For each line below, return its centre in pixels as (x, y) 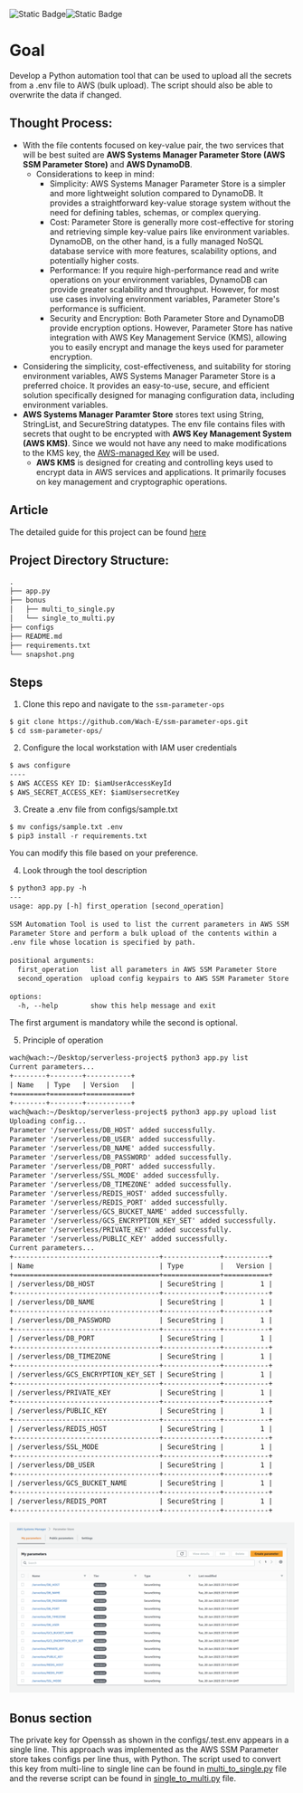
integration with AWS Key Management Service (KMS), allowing (168, 337)
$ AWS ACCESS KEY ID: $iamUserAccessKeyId (90, 784)
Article (29, 510)
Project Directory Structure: (90, 560)
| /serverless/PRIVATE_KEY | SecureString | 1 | (141, 1393)
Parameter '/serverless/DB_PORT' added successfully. (113, 1167)
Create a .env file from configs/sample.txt (100, 809)
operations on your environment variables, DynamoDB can (159, 280)
